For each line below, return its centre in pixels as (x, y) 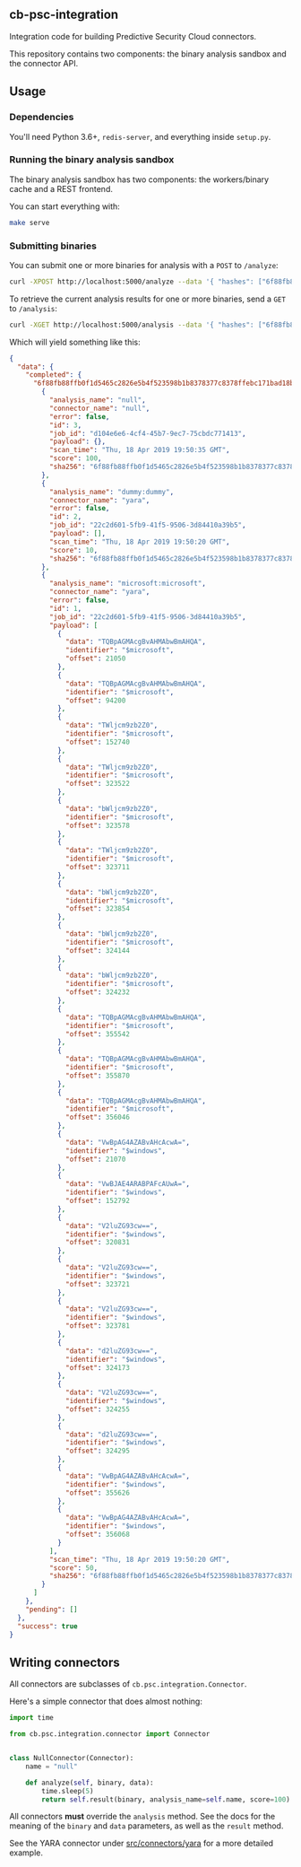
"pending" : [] (52, 1610)
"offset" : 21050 (96, 659)
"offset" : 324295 (98, 1451)
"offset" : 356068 (98, 1535)
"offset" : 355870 (98, 1076)
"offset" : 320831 (98, 1243)
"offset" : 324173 (98, 1367)
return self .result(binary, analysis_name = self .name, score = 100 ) (166, 1799)
